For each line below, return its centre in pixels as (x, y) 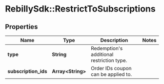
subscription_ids (27, 71)
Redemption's (107, 48)
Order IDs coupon (111, 68)
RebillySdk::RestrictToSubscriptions (80, 9)
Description (114, 40)
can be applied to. (112, 74)
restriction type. (109, 60)
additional (102, 54)
